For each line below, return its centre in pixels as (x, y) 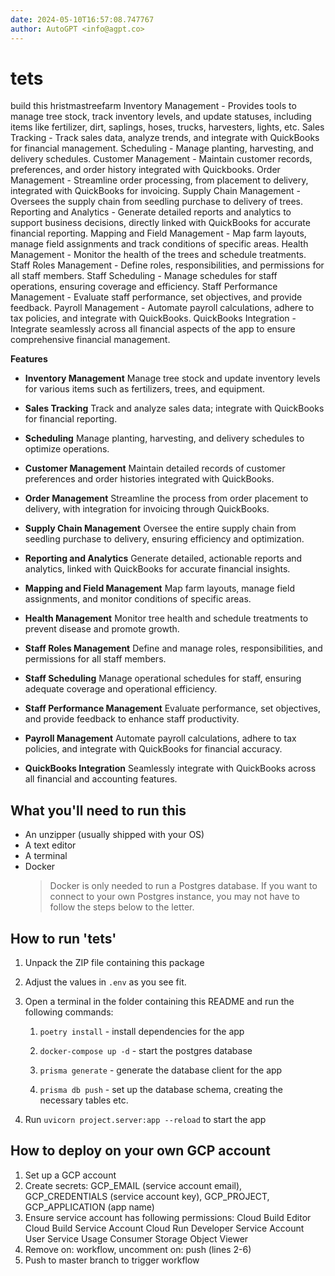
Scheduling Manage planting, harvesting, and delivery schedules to (164, 438)
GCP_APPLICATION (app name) (89, 1207)
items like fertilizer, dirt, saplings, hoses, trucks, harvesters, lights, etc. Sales (167, 127)
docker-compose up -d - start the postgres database (146, 1051)
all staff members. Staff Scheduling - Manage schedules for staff (144, 276)
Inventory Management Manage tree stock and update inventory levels (172, 378)
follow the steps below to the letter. (122, 907)
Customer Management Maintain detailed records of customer (155, 468)
